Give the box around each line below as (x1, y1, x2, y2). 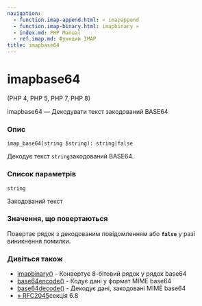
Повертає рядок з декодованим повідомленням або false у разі (7, 229, 195, 237)
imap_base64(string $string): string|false (7, 140, 134, 148)
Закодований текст (7, 197, 63, 205)
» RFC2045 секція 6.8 (16, 292, 79, 300)
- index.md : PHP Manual (13, 29, 81, 36)
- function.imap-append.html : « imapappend (13, 16, 139, 23)
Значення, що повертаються (7, 214, 108, 224)
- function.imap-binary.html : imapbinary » (13, 23, 139, 30)
